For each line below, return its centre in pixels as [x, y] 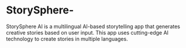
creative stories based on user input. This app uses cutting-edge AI [87, 32]
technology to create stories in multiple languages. [67, 39]
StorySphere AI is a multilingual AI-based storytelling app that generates [93, 26]
